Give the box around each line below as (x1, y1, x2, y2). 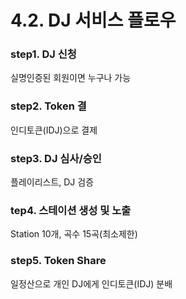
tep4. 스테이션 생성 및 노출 (10, 204, 132, 217)
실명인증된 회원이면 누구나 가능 (10, 72, 132, 84)
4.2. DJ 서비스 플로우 (10, 9, 177, 32)
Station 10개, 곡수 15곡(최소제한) (10, 228, 138, 240)
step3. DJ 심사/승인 (10, 151, 102, 165)
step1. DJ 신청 (10, 47, 77, 61)
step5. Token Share (10, 254, 107, 268)
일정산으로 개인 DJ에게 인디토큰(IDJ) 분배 (10, 277, 173, 290)
